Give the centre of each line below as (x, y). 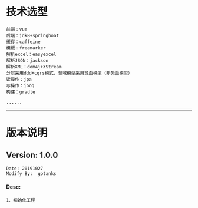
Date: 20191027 (25, 169)
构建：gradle (21, 92)
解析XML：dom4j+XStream (34, 67)
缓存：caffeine (23, 42)
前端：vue (17, 29)
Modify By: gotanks (32, 174)
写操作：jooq (20, 85)
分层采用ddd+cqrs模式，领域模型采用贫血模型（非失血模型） (69, 73)
